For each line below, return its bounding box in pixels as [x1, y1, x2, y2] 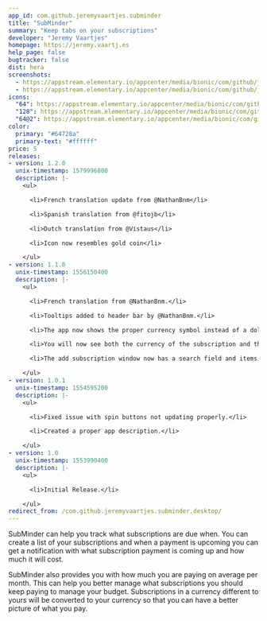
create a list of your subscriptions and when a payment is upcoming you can [8, 538, 259, 547]
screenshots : [8, 71, 52, 79]
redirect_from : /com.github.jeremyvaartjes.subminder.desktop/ [8, 507, 222, 515]
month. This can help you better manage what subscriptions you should [8, 578, 244, 588]
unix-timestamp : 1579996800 [15, 167, 109, 175]
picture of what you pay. [8, 604, 88, 613]
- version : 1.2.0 [8, 160, 66, 168]
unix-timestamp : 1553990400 [15, 456, 109, 464]
